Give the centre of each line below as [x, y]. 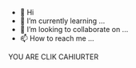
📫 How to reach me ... [57, 38]
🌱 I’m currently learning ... [62, 21]
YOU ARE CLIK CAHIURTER [54, 57]
